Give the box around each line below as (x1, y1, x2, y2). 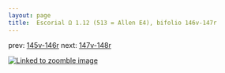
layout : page (8, 11, 51, 20)
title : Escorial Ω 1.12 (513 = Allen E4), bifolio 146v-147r (8, 19, 217, 27)
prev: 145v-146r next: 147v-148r (8, 40, 112, 49)
